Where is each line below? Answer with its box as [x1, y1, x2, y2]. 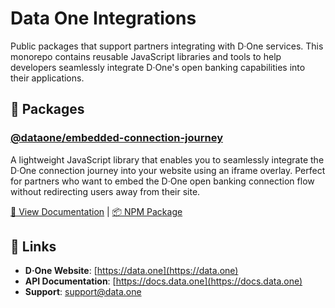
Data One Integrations [10, 7, 197, 30]
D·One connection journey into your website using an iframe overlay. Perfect [10, 164, 326, 176]
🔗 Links [10, 238, 57, 256]
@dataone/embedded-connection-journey [10, 131, 223, 145]
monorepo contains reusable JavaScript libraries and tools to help [10, 50, 282, 62]
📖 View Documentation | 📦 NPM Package [10, 205, 183, 217]
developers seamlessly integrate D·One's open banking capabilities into [10, 61, 306, 73]
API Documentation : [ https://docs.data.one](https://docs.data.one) [24, 275, 303, 287]
